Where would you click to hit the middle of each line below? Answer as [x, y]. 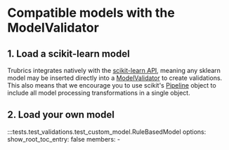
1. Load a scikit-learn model [68, 54]
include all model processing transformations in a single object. [99, 93]
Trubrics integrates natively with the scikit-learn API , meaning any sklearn [114, 70]
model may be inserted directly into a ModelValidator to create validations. [115, 78]
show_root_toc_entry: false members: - [64, 139]
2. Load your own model [61, 115]
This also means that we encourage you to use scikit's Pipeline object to [112, 85]
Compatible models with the [91, 13]
